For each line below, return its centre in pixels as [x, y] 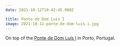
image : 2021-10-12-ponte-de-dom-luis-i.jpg [52, 24]
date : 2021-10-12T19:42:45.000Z [39, 10]
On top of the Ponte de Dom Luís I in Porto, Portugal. [60, 38]
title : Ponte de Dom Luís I [35, 19]
